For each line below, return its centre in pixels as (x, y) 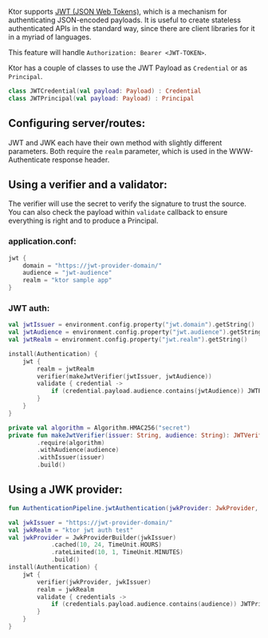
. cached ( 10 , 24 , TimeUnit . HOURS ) (106, 545)
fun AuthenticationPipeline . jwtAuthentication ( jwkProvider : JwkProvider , (134, 508)
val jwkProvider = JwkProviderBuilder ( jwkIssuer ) (93, 537)
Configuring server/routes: (77, 123)
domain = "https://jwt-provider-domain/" (92, 266)
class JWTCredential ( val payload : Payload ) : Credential (105, 91)
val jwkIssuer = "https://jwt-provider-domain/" (91, 522)
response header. (81, 160)
